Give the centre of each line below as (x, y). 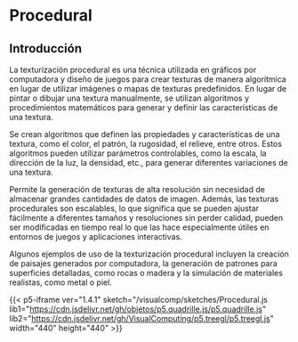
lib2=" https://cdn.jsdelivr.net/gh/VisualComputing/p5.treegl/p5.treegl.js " (141, 318)
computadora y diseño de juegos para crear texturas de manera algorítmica (148, 79)
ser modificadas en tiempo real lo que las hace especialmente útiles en (139, 227)
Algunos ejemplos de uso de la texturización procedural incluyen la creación (149, 254)
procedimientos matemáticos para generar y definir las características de (144, 107)
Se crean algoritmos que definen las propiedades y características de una (145, 134)
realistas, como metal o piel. (61, 282)
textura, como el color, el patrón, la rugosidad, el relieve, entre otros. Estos (146, 144)
